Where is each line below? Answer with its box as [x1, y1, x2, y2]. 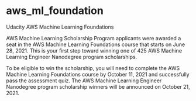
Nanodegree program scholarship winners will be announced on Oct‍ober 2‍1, [6, 83, 190, 90]
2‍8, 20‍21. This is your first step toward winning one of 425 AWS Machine [6, 47, 183, 54]
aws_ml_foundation [6, 4, 104, 18]
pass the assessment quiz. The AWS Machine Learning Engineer [6, 77, 162, 84]
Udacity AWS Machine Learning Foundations [6, 23, 114, 30]
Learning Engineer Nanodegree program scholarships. [6, 53, 137, 60]
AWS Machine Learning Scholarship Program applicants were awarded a [6, 34, 181, 41]
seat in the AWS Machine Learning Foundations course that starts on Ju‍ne [6, 41, 185, 48]
